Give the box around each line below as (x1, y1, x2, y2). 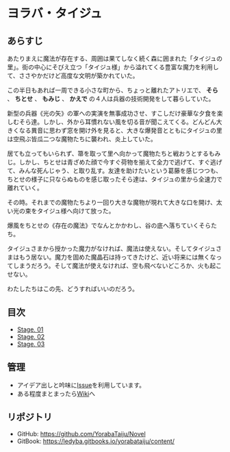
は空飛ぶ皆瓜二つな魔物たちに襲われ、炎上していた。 (7, 135, 157, 143)
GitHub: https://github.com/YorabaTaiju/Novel (16, 430, 146, 438)
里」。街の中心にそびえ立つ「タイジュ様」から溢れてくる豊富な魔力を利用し (7, 63, 219, 71)
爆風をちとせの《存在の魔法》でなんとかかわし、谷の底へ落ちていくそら (7, 221, 211, 229)
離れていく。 (7, 184, 43, 192)
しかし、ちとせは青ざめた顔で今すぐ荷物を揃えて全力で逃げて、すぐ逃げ (18, 158, 222, 166)
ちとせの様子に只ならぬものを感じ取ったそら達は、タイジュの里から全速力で (7, 175, 223, 183)
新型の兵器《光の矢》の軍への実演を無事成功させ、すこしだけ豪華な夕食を (7, 110, 217, 117)
